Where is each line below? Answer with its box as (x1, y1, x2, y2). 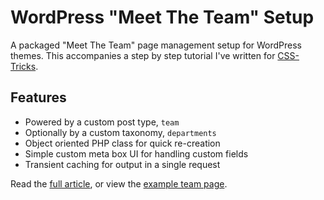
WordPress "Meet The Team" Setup (10, 6, 315, 29)
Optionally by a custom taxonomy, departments (24, 126, 217, 138)
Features (10, 89, 67, 106)
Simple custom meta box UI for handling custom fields (24, 147, 249, 160)
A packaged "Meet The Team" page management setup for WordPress (10, 39, 302, 51)
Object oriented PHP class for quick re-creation (24, 137, 221, 149)
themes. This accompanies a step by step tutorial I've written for (10, 49, 276, 61)
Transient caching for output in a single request (24, 158, 221, 170)
